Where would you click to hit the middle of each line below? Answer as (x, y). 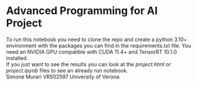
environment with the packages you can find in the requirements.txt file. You (98, 46)
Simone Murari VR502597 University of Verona (63, 77)
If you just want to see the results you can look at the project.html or (89, 64)
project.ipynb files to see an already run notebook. (67, 70)
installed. (17, 58)
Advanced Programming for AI (82, 11)
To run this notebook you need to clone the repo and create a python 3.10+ (97, 39)
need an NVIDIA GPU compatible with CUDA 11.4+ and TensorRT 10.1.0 (92, 51)
